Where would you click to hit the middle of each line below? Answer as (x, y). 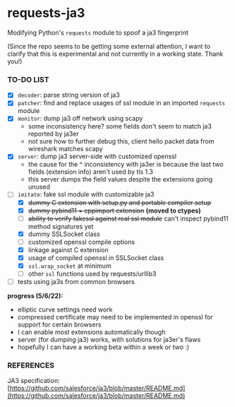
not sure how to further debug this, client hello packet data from (121, 141)
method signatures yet (61, 226)
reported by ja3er (53, 134)
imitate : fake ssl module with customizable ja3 (86, 194)
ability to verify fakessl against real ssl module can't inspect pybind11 (128, 218)
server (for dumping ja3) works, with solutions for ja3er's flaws (109, 340)
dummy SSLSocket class (64, 234)
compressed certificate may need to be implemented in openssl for (115, 317)
